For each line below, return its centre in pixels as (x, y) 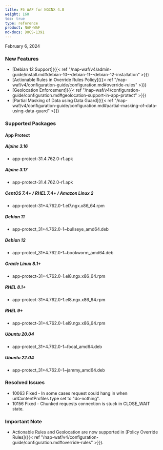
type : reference (21, 23)
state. (18, 409)
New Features (22, 59)
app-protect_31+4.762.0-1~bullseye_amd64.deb (60, 229)
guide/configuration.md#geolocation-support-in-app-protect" (75, 95)
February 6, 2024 (23, 46)
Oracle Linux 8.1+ (23, 264)
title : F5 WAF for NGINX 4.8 (35, 10)
